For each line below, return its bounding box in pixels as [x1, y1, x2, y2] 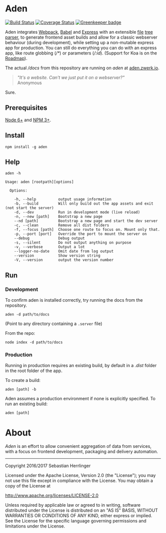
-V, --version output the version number [14, 258, 114, 263]
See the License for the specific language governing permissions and [5, 518, 147, 524]
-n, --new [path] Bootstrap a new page [14, 214, 103, 219]
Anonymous [17, 80, 42, 86]
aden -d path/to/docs [5, 312, 50, 317]
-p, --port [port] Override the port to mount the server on [14, 231, 147, 237]
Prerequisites [5, 104, 47, 112]
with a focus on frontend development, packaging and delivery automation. [5, 449, 158, 455]
